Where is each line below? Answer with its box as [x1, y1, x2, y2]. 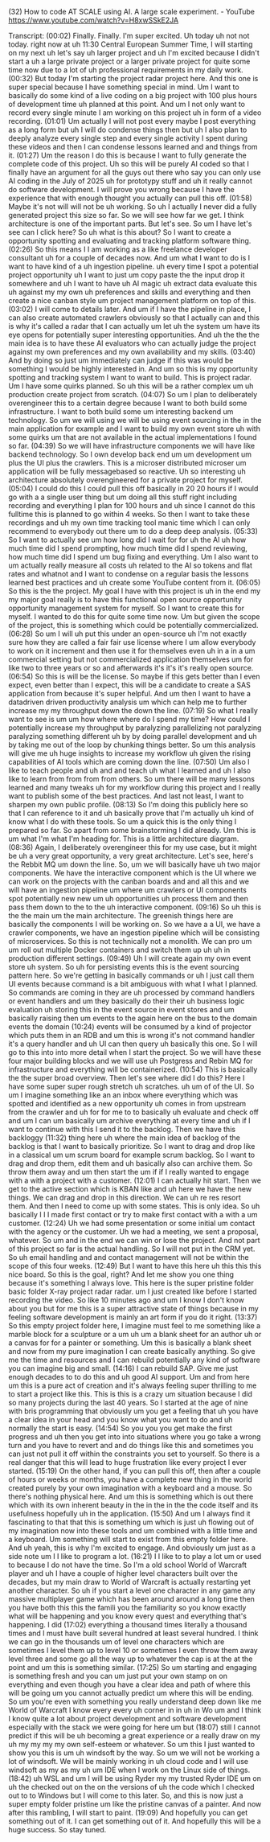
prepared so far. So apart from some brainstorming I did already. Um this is [8, 826, 256, 835]
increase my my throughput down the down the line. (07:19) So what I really [8, 706, 259, 715]
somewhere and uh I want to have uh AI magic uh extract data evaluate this [8, 279, 257, 288]
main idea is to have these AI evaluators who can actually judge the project [8, 338, 256, 348]
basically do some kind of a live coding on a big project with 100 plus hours [8, 91, 257, 100]
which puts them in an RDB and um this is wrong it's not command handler [8, 1031, 256, 1040]
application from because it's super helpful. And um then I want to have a [8, 689, 252, 698]
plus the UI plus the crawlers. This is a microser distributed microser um [8, 458, 247, 467]
